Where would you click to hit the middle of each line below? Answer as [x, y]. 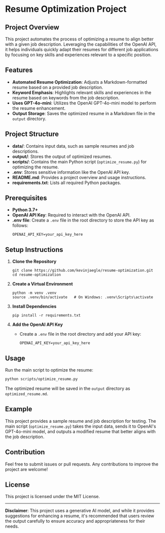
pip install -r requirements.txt [46, 315]
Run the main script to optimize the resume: [49, 370]
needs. [12, 526]
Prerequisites [26, 198]
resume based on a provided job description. [57, 87]
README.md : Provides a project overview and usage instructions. [79, 177]
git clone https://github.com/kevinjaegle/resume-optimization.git [82, 271]
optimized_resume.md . [27, 393]
